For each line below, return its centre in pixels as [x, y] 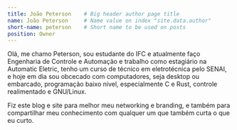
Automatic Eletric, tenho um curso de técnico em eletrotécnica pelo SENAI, [117, 69]
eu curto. [21, 121]
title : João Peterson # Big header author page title [94, 14]
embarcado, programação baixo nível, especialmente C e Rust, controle [112, 84]
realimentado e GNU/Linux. [47, 92]
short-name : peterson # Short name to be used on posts [97, 27]
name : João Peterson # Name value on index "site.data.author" [110, 21]
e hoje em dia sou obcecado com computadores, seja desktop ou [104, 77]
